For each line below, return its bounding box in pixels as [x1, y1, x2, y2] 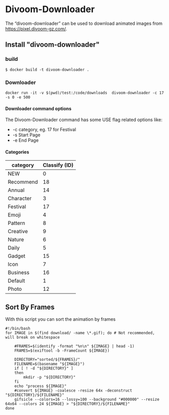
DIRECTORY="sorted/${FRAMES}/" [14, 357, 80, 362]
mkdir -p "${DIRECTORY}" [23, 375, 76, 380]
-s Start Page [12, 132, 40, 138]
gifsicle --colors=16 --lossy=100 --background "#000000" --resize [14, 397, 159, 402]
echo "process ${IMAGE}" [14, 384, 67, 389]
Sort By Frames [5, 303, 55, 311]
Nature [8, 236, 24, 243]
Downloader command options [5, 105, 72, 111]
